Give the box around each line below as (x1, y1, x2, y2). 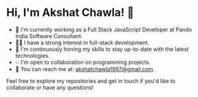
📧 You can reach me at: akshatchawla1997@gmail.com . (15, 65, 155, 72)
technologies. (15, 52, 50, 59)
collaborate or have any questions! (6, 83, 94, 91)
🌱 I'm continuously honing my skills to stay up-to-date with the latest (15, 45, 189, 53)
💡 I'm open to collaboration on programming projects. (15, 58, 151, 66)
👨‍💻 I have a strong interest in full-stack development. (15, 39, 150, 46)
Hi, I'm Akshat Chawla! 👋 (6, 6, 135, 20)
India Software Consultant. (15, 32, 83, 39)
